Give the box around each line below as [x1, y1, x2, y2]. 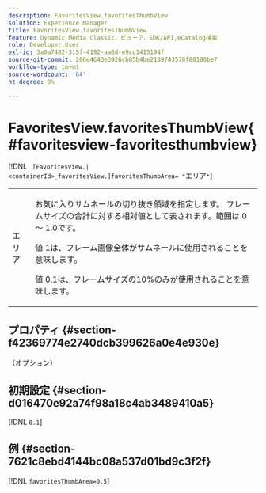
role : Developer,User [8, 41, 80, 49]
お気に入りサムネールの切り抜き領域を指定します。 [35, 199, 225, 210]
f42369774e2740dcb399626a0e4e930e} [8, 336, 220, 349]
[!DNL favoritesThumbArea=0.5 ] [8, 476, 110, 485]
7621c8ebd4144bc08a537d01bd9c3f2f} [8, 455, 211, 468]
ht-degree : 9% [8, 78, 55, 85]
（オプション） [8, 358, 57, 368]
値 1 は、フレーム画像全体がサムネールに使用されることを [35, 242, 248, 253]
